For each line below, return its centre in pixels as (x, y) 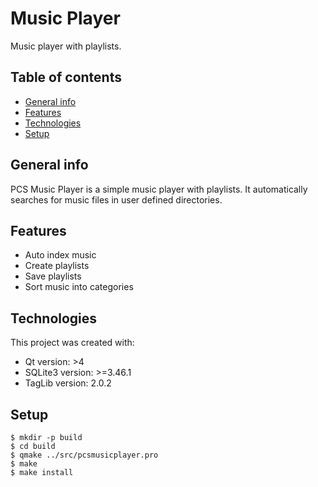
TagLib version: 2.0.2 (68, 383)
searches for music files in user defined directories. (116, 199)
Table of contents (66, 77)
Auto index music (60, 255)
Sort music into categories (79, 287)
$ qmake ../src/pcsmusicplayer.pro (84, 455)
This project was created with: (72, 343)
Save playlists (53, 276)
